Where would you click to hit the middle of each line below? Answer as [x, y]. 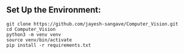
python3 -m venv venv [34, 35]
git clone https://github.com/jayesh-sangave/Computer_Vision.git [92, 24]
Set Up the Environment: [54, 10]
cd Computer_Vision [31, 29]
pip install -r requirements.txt [49, 45]
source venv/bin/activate [39, 40]
